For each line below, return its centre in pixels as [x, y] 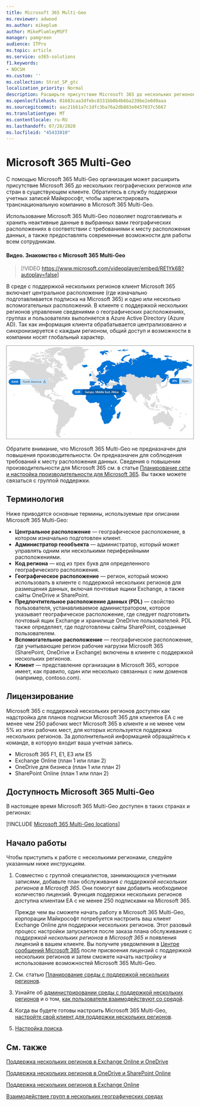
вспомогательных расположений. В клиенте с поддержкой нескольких [97, 305]
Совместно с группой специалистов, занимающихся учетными [96, 875]
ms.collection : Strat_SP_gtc [42, 82]
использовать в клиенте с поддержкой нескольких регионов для [98, 582]
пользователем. [35, 633]
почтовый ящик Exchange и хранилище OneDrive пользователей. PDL [103, 620]
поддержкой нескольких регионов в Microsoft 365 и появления [96, 938]
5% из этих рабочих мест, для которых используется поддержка [89, 730]
